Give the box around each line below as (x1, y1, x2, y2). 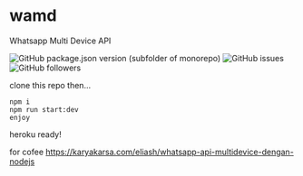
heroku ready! (9, 128, 62, 140)
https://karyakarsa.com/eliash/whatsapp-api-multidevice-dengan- (44, 146, 295, 157)
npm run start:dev (9, 105, 79, 114)
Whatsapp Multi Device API (9, 35, 112, 46)
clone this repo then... (9, 79, 92, 90)
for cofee (9, 146, 44, 157)
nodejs (9, 155, 35, 167)
